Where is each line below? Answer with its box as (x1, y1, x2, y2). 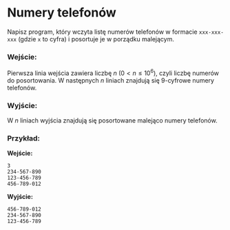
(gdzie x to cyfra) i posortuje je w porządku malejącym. (18, 34, 174, 43)
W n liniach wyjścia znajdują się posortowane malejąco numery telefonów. (7, 116, 218, 125)
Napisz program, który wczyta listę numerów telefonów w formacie (7, 28, 198, 36)
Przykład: (7, 134, 40, 143)
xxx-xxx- (198, 29, 224, 36)
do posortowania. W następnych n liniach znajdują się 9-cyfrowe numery (7, 76, 215, 84)
